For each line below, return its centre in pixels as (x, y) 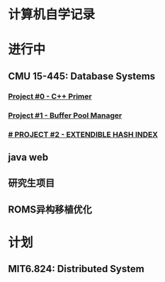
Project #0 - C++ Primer (50, 96)
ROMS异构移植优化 (50, 209)
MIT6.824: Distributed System (76, 269)
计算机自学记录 (52, 15)
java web (28, 157)
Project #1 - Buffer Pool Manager (65, 115)
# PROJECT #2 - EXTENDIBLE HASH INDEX (83, 134)
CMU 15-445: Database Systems (82, 76)
